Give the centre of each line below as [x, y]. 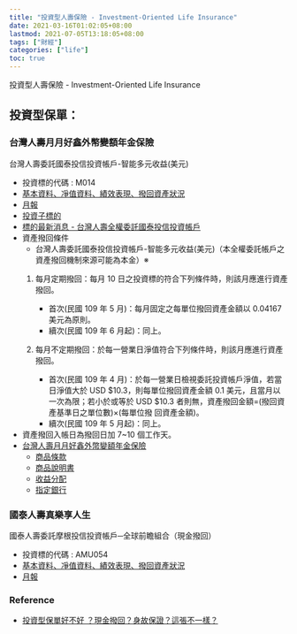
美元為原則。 [72, 319]
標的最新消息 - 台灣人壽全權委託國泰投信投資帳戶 [111, 226]
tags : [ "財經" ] [36, 42]
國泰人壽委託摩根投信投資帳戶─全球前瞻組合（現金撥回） [113, 535]
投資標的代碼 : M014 [58, 182]
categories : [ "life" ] [49, 50]
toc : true [27, 58]
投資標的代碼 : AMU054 [65, 554]
